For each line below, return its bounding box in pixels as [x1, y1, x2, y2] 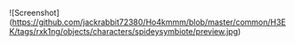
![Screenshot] [9, 8, 60, 18]
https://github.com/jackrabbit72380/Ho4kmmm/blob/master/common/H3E [12, 17, 287, 27]
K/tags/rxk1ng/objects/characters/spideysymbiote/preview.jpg [9, 26, 239, 36]
